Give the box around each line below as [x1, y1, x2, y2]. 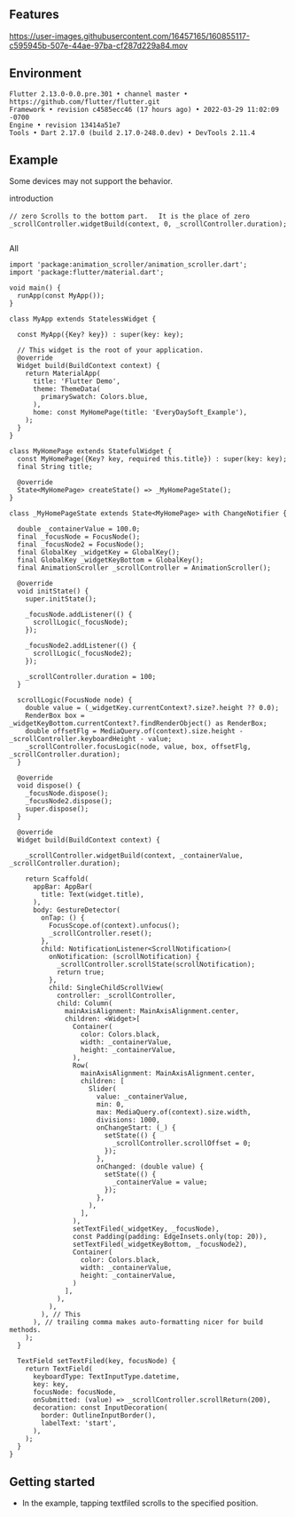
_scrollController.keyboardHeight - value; [9, 735, 173, 744]
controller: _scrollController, [56, 991, 176, 1001]
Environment [9, 66, 82, 81]
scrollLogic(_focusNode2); [32, 649, 133, 659]
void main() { [9, 283, 62, 292]
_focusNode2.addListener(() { [25, 642, 137, 651]
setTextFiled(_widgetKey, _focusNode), [72, 1225, 220, 1234]
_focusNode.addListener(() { [25, 611, 133, 619]
